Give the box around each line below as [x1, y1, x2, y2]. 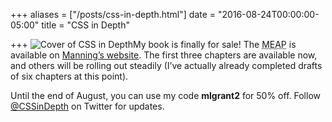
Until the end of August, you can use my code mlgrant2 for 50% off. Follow [10, 90, 321, 101]
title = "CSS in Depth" [41, 19, 131, 31]
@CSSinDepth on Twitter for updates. [10, 100, 165, 112]
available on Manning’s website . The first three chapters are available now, [10, 49, 318, 61]
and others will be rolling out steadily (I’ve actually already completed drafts [10, 60, 323, 71]
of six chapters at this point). [10, 70, 129, 82]
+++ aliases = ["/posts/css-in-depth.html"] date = [10, 9, 217, 20]
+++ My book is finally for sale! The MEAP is [10, 39, 297, 50]
